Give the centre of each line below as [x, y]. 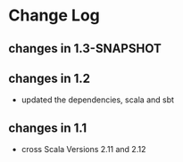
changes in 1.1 [48, 128]
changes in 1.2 [50, 78]
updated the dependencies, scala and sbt [98, 100]
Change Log [54, 16]
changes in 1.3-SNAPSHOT [85, 49]
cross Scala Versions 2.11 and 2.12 [83, 150]
